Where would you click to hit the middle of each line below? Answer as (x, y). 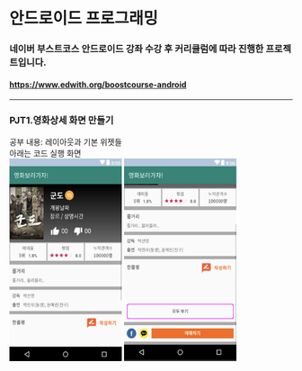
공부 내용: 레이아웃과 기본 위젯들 (66, 141)
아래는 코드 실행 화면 (45, 153)
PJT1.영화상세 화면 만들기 (62, 121)
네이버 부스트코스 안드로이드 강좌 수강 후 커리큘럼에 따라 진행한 (137, 49)
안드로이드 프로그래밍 (84, 18)
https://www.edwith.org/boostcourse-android (98, 84)
